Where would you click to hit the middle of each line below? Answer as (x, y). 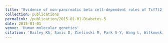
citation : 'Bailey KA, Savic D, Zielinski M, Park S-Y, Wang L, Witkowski (85, 33)
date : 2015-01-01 (23, 23)
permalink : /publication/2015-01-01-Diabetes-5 (56, 19)
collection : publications (32, 14)
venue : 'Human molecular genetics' (42, 28)
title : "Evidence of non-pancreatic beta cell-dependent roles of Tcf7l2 (84, 10)
